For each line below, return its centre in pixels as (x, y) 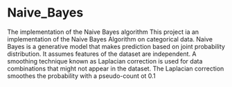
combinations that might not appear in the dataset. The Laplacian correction (116, 68)
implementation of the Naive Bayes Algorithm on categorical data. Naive (110, 39)
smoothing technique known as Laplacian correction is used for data (105, 61)
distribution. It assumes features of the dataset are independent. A (102, 54)
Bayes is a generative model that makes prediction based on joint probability (116, 46)
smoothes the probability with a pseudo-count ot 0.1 (81, 76)
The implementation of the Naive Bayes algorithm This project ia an (103, 32)
